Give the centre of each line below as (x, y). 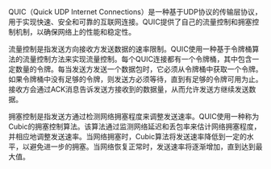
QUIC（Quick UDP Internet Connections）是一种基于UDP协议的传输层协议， (135, 12)
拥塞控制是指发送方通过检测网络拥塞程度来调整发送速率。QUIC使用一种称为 (134, 116)
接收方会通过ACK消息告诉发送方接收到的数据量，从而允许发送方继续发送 (129, 89)
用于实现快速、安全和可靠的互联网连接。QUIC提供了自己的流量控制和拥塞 (130, 22)
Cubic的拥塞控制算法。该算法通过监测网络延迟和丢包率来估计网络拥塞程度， (135, 126)
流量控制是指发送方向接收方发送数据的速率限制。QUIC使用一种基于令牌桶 (130, 49)
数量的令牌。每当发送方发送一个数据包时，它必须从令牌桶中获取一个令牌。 (139, 69)
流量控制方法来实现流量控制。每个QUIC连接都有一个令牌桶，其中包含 (137, 59)
